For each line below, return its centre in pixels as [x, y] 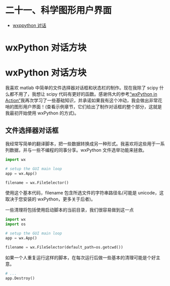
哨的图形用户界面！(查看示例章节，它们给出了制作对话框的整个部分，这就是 [84, 107]
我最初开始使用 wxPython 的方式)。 [42, 113]
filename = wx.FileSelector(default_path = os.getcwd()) [64, 247]
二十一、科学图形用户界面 [59, 10]
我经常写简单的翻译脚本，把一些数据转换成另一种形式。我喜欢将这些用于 [80, 144]
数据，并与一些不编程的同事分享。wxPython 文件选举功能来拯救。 [78, 150]
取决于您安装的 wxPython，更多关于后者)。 [50, 199]
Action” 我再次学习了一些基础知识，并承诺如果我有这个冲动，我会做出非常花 [84, 100]
